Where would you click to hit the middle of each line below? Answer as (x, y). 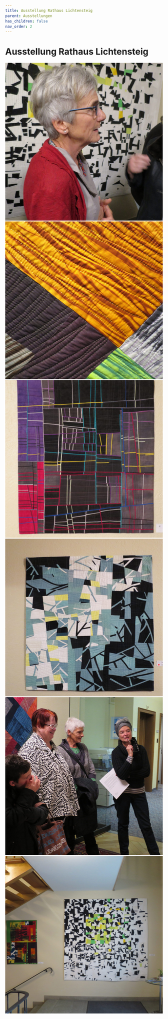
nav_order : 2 (19, 27)
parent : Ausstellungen (29, 16)
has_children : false (27, 21)
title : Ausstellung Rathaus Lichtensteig (49, 11)
